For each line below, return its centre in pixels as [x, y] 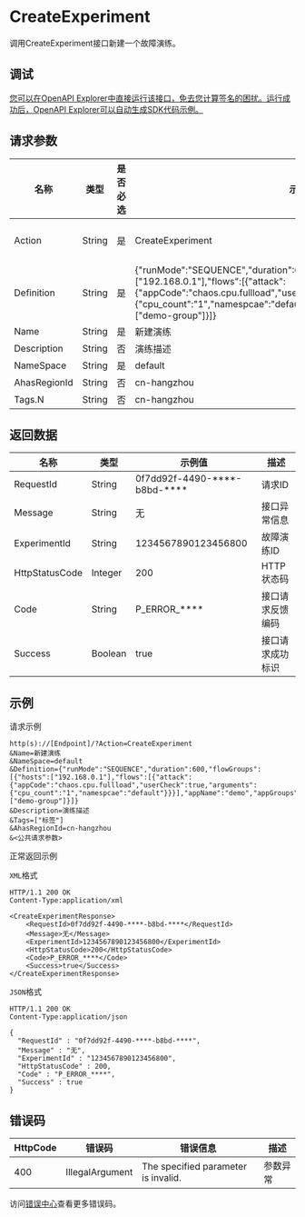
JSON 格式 [26, 992]
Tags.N [29, 399]
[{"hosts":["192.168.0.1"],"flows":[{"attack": [101, 778]
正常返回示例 [33, 856]
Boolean [109, 653]
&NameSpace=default [46, 762]
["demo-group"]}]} [44, 802]
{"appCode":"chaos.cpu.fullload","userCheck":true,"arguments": [133, 785]
